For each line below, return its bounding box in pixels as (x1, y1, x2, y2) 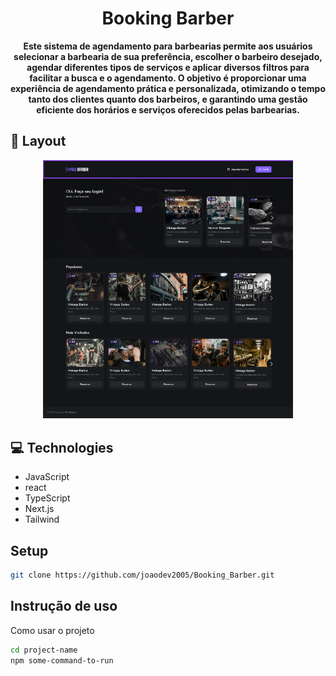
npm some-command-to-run (10, 655, 114, 666)
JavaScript (24, 471, 70, 483)
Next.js (24, 503, 55, 515)
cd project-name (10, 645, 78, 655)
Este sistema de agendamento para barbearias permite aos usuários (23, 40, 313, 52)
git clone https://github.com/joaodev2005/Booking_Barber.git (10, 570, 275, 581)
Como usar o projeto (10, 624, 95, 636)
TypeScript (24, 492, 71, 504)
